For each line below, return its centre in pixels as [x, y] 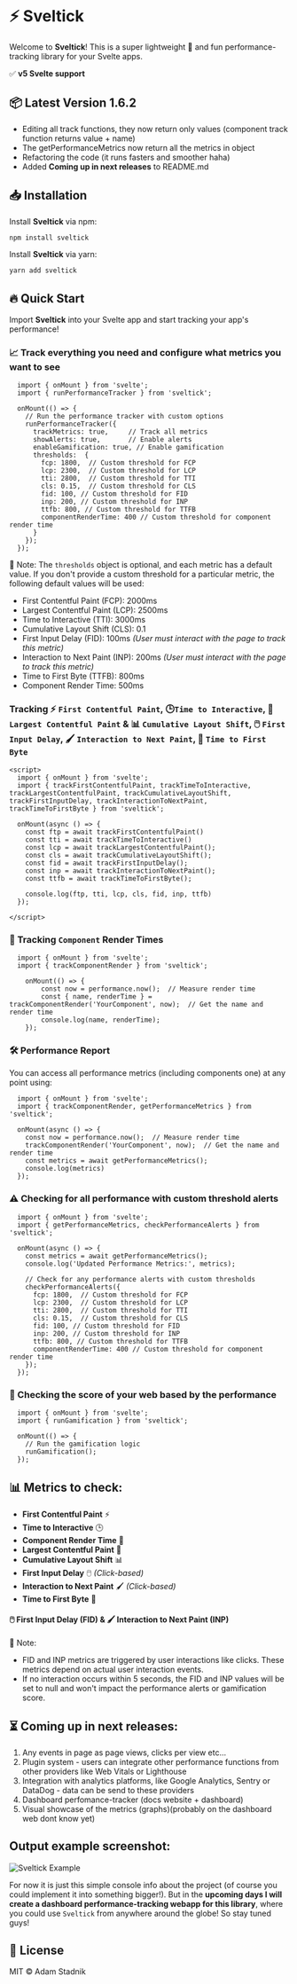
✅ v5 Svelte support [47, 73]
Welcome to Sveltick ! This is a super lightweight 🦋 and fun [116, 47]
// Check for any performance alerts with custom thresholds [140, 1279]
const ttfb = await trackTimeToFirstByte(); [109, 878]
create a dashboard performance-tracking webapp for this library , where [146, 1903]
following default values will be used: [77, 584]
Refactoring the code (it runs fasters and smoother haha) [126, 157]
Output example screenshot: [90, 1846]
